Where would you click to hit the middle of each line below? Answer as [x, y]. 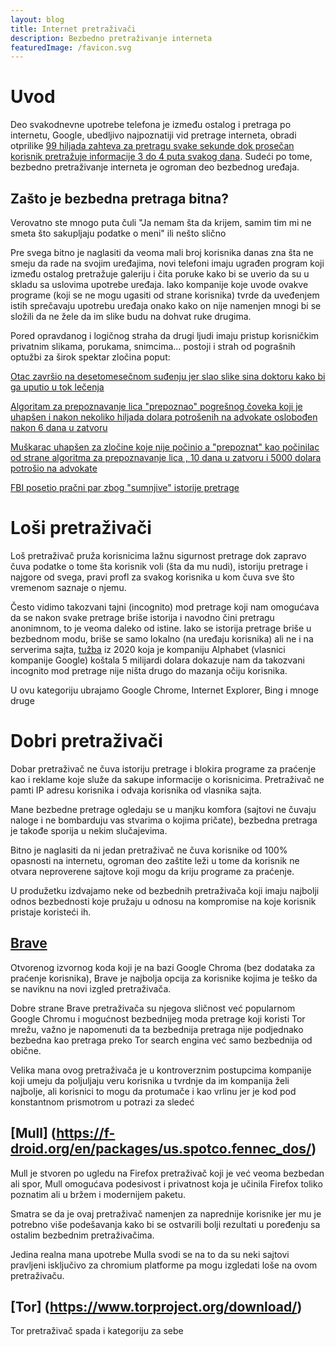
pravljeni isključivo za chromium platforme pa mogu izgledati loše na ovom [164, 1265]
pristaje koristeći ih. [51, 912]
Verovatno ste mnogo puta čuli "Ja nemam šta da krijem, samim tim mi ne [161, 222]
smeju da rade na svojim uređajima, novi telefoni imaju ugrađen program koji [167, 263]
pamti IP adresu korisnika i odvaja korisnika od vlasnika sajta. [136, 790]
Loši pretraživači [81, 528]
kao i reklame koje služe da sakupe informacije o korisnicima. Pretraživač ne [167, 779]
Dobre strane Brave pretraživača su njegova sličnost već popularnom [153, 1008]
